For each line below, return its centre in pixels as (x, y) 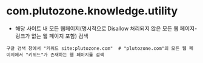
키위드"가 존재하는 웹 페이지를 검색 (66, 55)
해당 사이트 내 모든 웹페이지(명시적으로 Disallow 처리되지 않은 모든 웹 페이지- (106, 28)
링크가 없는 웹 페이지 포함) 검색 (52, 36)
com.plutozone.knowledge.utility (92, 11)
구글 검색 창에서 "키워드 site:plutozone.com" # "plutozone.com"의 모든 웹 (96, 48)
